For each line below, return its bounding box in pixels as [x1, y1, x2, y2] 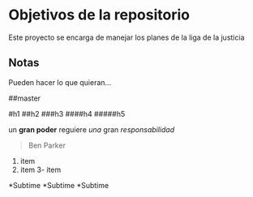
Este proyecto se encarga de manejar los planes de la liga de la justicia [8, 32, 245, 42]
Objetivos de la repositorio [8, 6, 191, 24]
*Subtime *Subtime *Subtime [8, 180, 109, 190]
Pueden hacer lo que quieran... [8, 77, 112, 87]
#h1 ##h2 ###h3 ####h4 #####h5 [8, 109, 126, 118]
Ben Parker [28, 140, 66, 150]
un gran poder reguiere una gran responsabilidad [8, 124, 175, 135]
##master [8, 93, 41, 103]
